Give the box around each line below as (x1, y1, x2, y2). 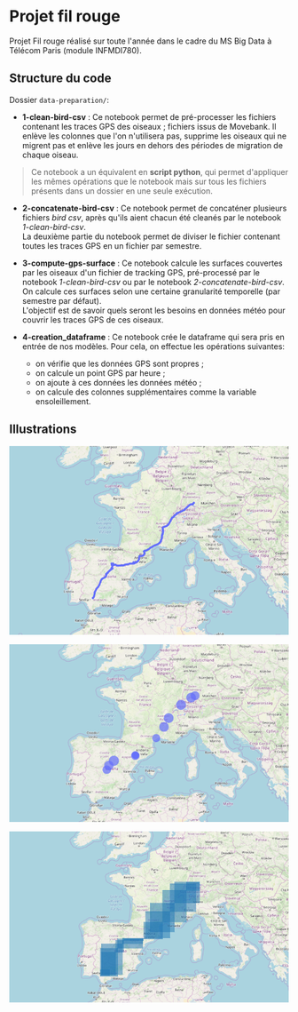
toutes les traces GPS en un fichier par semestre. (21, 240, 202, 251)
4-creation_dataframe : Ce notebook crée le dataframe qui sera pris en (21, 331, 286, 342)
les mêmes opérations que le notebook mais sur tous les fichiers (30, 176, 267, 187)
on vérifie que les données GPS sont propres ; (35, 358, 204, 369)
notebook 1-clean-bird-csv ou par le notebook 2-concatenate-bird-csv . (21, 276, 286, 287)
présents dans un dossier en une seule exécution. (30, 185, 213, 196)
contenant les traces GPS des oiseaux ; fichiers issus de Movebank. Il (21, 121, 277, 131)
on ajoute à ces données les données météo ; (35, 377, 202, 387)
